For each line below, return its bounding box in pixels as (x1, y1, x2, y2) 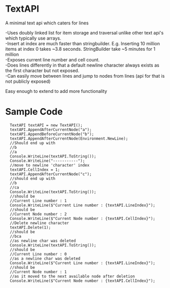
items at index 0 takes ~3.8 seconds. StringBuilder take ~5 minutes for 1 (5, 46, 156, 52)
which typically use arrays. (5, 35, 62, 41)
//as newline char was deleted (10, 238, 76, 243)
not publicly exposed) (5, 78, 51, 84)
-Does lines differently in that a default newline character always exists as (5, 62, 160, 68)
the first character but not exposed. (5, 67, 80, 74)
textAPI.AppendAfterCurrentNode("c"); (10, 171, 92, 177)
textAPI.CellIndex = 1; (10, 167, 60, 172)
